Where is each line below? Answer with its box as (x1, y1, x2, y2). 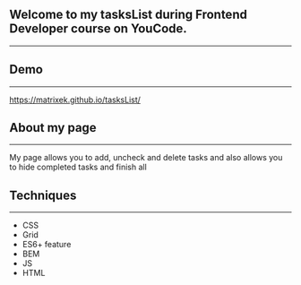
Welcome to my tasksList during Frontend (9, 7, 248, 22)
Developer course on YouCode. (9, 22, 188, 37)
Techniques (9, 187, 77, 203)
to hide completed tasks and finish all (9, 161, 148, 173)
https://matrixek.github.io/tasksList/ (9, 94, 142, 105)
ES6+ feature (21, 239, 72, 250)
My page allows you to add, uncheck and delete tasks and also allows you (9, 152, 283, 163)
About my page (9, 120, 97, 135)
